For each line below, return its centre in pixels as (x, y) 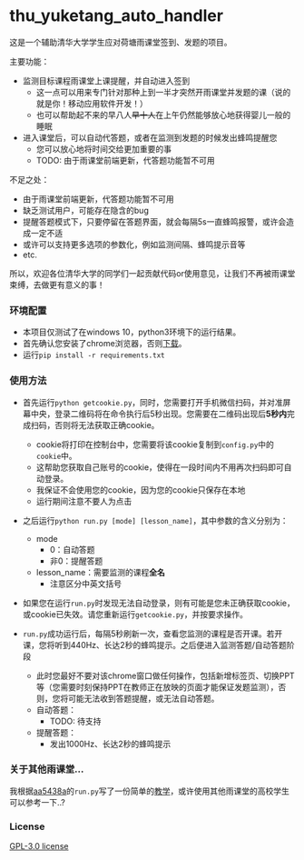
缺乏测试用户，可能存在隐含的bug (86, 210)
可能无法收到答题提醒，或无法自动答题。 (143, 698)
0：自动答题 (72, 549)
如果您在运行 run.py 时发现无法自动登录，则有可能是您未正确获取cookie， (158, 603)
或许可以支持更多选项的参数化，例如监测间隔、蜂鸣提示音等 (134, 244)
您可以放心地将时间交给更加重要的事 (104, 149)
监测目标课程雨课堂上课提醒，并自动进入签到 (106, 80)
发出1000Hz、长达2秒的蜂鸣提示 (110, 744)
